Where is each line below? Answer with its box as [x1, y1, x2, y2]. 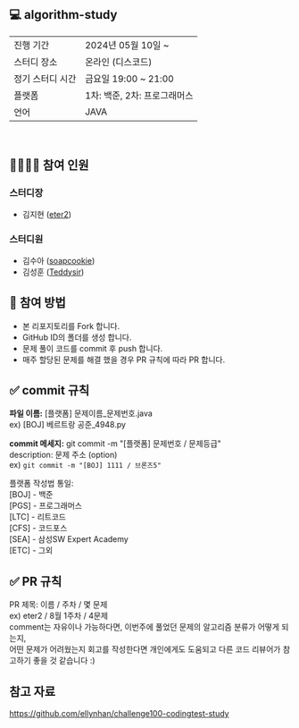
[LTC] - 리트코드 [9, 512, 67, 522]
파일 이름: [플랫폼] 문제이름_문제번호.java [9, 408, 154, 419]
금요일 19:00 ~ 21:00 [84, 72, 174, 85]
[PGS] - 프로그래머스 [9, 500, 83, 512]
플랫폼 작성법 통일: [9, 478, 74, 489]
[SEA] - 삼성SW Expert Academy [9, 534, 129, 545]
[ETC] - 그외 [9, 545, 54, 556]
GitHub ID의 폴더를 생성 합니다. [21, 332, 132, 343]
